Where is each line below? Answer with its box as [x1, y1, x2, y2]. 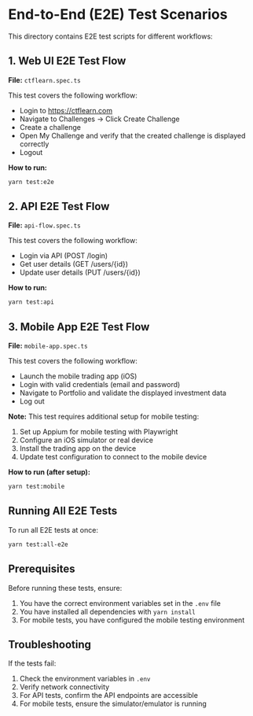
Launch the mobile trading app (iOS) [19, 371, 137, 381]
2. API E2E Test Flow [8, 200, 110, 213]
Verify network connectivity [19, 682, 110, 692]
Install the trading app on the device [19, 444, 137, 453]
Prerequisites [8, 563, 75, 576]
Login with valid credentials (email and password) [19, 380, 181, 389]
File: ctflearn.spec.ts [8, 75, 81, 84]
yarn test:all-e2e [8, 541, 68, 548]
